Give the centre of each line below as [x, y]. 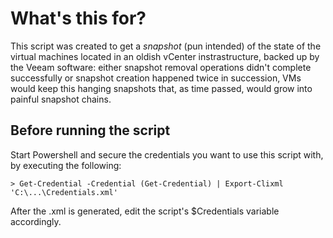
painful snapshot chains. [61, 99]
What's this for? [78, 18]
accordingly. [36, 221]
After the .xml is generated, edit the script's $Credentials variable [145, 211]
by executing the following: [66, 165]
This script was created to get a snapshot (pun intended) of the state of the [166, 46]
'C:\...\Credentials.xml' [64, 192]
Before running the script [90, 130]
